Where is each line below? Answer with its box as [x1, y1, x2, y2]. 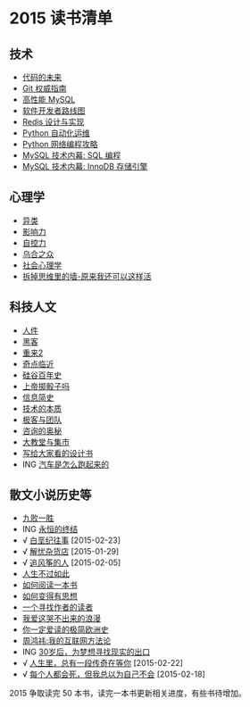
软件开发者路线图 [21, 105, 86, 116]
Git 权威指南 [21, 83, 67, 94]
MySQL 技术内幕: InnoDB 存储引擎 [21, 162, 148, 171]
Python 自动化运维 [21, 128, 91, 138]
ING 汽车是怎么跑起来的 [21, 459, 110, 470]
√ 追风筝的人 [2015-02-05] [21, 557, 121, 568]
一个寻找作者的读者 [21, 602, 94, 612]
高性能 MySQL [21, 95, 76, 104]
